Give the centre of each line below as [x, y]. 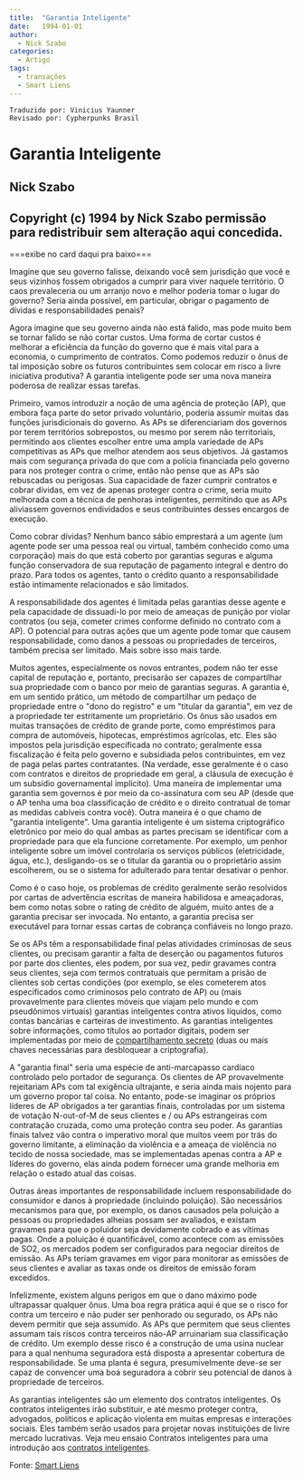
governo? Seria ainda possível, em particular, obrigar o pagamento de [139, 301]
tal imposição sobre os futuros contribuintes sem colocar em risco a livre [146, 366]
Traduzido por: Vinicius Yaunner [72, 110]
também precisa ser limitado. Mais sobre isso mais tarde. [116, 650]
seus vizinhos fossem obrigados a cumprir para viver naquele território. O [147, 281]
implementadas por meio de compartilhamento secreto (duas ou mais [139, 1040]
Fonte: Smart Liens [44, 1465]
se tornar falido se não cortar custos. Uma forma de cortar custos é [135, 337]
